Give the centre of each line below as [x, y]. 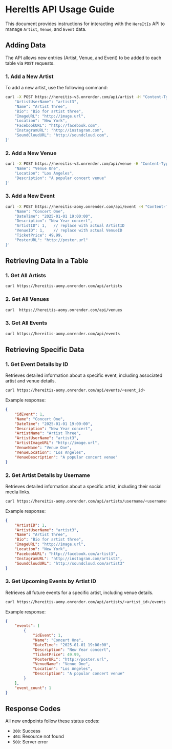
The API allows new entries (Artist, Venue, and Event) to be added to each [83, 57]
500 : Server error [30, 742]
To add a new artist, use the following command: [57, 88]
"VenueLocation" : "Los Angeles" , [50, 452]
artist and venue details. [31, 381]
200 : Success [27, 731]
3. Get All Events [26, 323]
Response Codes [33, 709]
